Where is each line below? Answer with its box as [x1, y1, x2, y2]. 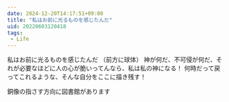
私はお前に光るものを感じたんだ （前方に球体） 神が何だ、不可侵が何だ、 [7, 56, 217, 64]
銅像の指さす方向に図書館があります [7, 88, 111, 96]
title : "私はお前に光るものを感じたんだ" [7, 17, 113, 23]
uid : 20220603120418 [7, 23, 67, 30]
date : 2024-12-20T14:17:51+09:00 [7, 10, 104, 17]
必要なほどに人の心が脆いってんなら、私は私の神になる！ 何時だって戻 [19, 64, 221, 72]
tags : [7, 29, 23, 37]
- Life [10, 36, 30, 43]
